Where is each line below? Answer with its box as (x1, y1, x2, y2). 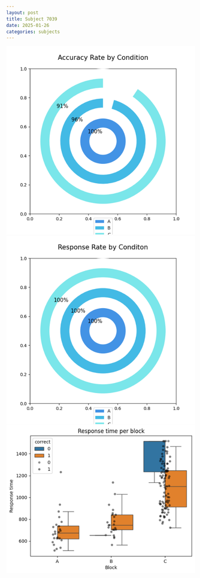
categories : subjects (6, 29, 60, 35)
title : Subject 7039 (6, 16, 58, 22)
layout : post (6, 10, 39, 16)
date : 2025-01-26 (6, 22, 50, 28)
